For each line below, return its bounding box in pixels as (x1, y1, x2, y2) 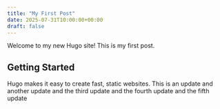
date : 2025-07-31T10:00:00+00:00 (7, 16, 103, 23)
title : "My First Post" (7, 10, 76, 17)
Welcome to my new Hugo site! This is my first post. (7, 42, 155, 50)
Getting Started (7, 61, 75, 73)
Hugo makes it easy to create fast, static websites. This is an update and (7, 80, 213, 88)
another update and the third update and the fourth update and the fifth (7, 87, 210, 95)
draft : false (7, 23, 45, 29)
